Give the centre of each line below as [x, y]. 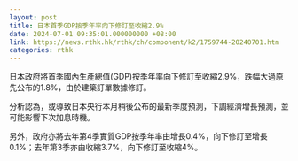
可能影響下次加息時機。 [52, 118]
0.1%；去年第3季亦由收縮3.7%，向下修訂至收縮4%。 [106, 148]
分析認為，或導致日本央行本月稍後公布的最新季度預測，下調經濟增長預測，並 [149, 106]
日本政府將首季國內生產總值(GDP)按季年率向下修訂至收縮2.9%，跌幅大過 [143, 77]
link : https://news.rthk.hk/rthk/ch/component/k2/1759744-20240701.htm [144, 42]
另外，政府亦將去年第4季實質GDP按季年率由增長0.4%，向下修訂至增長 [138, 136]
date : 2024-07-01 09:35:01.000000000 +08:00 [93, 34]
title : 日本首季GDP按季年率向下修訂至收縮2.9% [86, 26]
